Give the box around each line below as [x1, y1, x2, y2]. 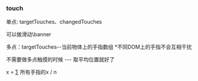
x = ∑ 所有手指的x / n [6, 69, 57, 76]
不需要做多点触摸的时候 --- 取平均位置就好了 [6, 56, 115, 63]
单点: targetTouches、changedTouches [6, 18, 102, 25]
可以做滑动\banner [6, 31, 51, 38]
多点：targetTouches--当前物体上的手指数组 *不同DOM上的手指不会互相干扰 [6, 43, 192, 51]
